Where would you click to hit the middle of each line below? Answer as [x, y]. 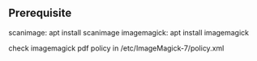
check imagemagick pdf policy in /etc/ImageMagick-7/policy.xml [116, 48]
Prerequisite [40, 13]
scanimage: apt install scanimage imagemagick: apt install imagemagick [129, 32]
